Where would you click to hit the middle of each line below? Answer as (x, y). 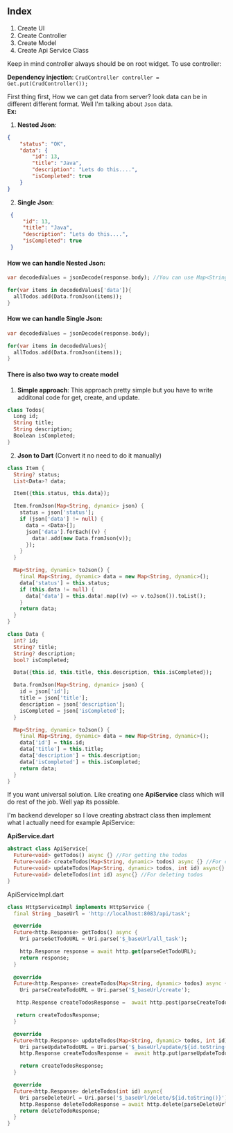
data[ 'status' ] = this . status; (65, 583)
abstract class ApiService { (48, 849)
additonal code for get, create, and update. (78, 397)
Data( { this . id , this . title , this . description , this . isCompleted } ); (113, 673)
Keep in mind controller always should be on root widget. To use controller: (114, 63)
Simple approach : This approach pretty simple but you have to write (115, 390)
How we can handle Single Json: (55, 319)
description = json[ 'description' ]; (73, 704)
